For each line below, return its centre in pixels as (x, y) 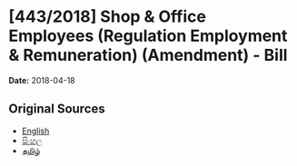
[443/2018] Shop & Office (107, 17)
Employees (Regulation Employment (148, 36)
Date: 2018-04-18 (42, 80)
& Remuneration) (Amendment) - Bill (148, 55)
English (35, 131)
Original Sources (57, 109)
